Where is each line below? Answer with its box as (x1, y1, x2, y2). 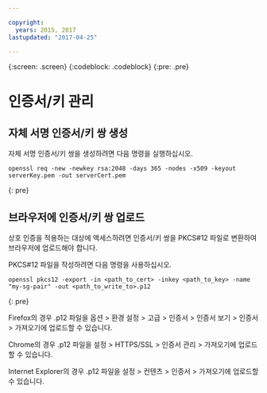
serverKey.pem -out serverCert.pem (8, 171, 126, 179)
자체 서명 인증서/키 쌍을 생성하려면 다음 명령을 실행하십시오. (8, 148, 193, 159)
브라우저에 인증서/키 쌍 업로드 (8, 210, 145, 224)
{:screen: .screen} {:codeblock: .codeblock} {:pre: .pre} (8, 62, 189, 71)
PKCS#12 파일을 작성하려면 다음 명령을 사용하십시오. (8, 260, 172, 270)
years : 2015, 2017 (15, 25, 77, 34)
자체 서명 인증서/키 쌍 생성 (8, 126, 129, 140)
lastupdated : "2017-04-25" (8, 33, 98, 41)
